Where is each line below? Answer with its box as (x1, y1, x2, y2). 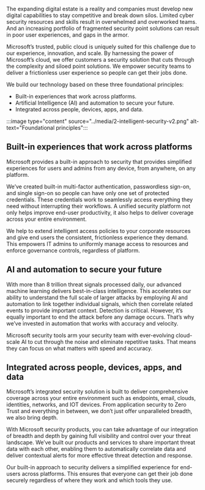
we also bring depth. (6, 414, 58, 421)
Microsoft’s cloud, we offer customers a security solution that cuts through (6, 56, 195, 63)
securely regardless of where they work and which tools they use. (6, 477, 173, 484)
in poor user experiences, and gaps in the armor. (6, 31, 130, 39)
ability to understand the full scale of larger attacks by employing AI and (6, 294, 188, 301)
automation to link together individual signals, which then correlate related (6, 300, 193, 308)
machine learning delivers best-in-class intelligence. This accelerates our (6, 287, 192, 294)
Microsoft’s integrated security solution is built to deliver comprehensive (6, 388, 188, 395)
